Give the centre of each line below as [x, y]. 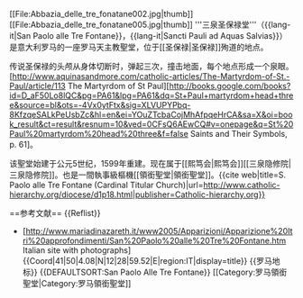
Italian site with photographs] [77, 250]
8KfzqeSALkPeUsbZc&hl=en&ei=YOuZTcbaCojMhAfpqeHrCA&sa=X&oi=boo [151, 114]
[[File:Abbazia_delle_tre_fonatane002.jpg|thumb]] [101, 14]
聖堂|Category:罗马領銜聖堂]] [77, 283]
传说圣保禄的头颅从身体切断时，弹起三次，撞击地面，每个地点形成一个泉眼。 [151, 66]
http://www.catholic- [241, 185]
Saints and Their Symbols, [239, 134]
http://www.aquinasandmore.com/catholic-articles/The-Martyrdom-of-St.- [151, 76]
